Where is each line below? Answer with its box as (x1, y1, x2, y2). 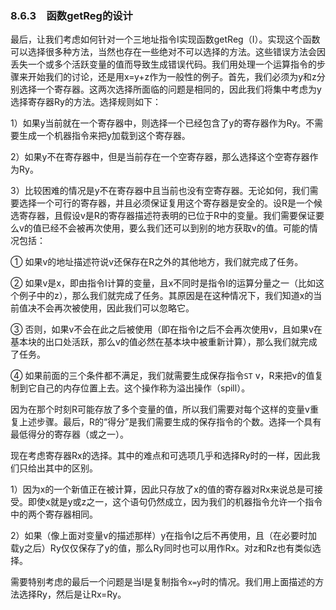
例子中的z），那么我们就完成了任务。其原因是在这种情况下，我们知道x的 (18, 290, 314, 302)
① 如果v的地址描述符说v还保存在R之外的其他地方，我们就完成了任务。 (10, 256, 304, 268)
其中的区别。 (44, 462, 98, 474)
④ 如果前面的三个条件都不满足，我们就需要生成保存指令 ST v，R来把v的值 (10, 370, 315, 382)
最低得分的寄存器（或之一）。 (10, 428, 129, 441)
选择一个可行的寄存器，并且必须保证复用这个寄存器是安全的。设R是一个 (18, 197, 315, 209)
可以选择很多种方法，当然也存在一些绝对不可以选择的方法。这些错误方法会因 (10, 46, 326, 58)
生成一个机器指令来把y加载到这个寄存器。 (18, 130, 191, 142)
